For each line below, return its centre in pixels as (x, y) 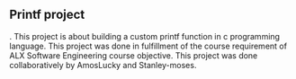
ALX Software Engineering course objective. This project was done (134, 55)
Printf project (47, 15)
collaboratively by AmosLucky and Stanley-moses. (103, 65)
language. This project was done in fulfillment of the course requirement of (148, 46)
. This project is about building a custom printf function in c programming (145, 36)
